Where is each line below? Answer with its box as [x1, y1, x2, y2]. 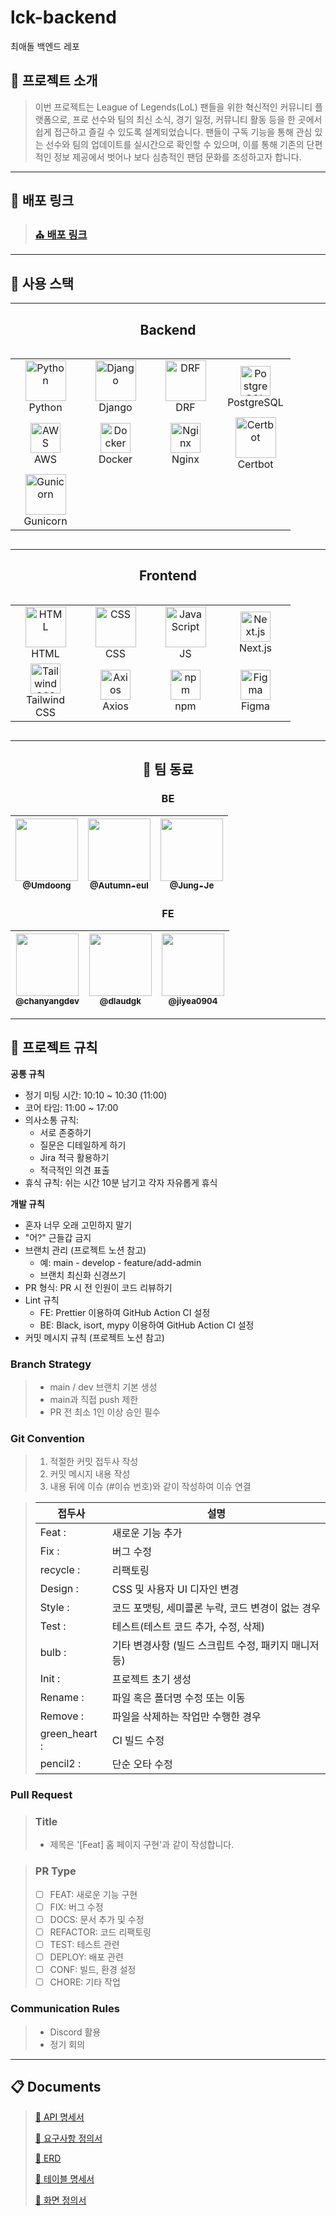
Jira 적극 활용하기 [39, 1151, 110, 1163]
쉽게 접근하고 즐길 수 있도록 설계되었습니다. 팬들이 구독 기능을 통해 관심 [34, 126, 313, 138]
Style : [39, 1601, 70, 1615]
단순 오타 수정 [111, 1757, 173, 1771]
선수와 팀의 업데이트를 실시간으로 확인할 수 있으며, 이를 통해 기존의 [45, 138, 305, 150]
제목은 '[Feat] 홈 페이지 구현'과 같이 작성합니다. [49, 1839, 235, 1851]
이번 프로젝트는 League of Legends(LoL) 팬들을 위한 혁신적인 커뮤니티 [34, 101, 313, 113]
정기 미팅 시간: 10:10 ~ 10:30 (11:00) [24, 1089, 168, 1101]
